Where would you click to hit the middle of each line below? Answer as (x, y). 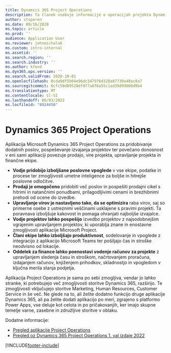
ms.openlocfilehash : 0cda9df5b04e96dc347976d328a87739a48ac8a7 (74, 81)
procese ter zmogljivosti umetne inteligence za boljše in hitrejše (79, 176)
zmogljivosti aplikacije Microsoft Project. (55, 230)
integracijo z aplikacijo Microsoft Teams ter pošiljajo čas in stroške (82, 241)
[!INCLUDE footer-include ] (32, 345)
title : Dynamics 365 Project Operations (49, 10)
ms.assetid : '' (21, 53)
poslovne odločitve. (33, 181)
